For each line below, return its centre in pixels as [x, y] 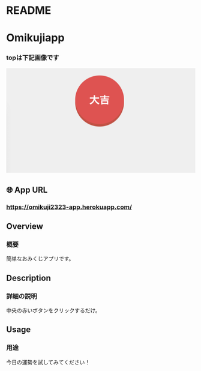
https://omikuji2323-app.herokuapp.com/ [69, 207]
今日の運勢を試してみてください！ [48, 362]
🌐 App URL [27, 190]
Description [28, 278]
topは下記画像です [33, 58]
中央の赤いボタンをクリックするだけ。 [53, 310]
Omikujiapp [35, 38]
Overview [25, 226]
